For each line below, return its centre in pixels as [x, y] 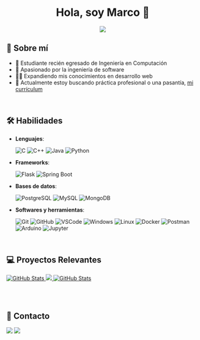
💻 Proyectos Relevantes [54, 260]
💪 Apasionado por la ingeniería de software [70, 69]
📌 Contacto [28, 316]
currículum [29, 89]
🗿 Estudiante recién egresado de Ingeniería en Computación [91, 63]
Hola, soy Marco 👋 [103, 13]
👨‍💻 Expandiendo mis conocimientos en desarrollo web [84, 76]
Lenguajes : [30, 139]
